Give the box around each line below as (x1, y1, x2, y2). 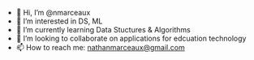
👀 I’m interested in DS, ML (15, 16, 103, 26)
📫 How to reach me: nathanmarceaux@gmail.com (15, 43, 185, 52)
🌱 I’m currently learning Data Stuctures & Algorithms (15, 25, 191, 34)
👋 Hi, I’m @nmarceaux (15, 8, 91, 17)
